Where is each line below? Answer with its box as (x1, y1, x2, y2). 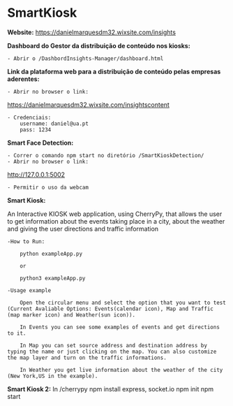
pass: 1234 (20, 126, 52, 133)
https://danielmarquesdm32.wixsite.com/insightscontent (7, 100, 170, 109)
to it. (7, 330, 27, 337)
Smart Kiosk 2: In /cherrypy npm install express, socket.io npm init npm (7, 384, 214, 393)
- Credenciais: (7, 114, 52, 121)
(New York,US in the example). (7, 372, 98, 379)
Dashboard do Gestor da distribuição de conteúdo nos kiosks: (7, 41, 190, 50)
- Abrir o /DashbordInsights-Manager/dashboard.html (7, 55, 164, 62)
